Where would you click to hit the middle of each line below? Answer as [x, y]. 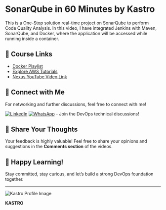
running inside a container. [32, 39]
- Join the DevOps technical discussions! [98, 114]
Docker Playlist [27, 66]
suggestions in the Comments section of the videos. [59, 147]
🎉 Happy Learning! [34, 162]
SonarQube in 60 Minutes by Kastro [80, 9]
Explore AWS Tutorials [35, 71]
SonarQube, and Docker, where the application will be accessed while [76, 33]
